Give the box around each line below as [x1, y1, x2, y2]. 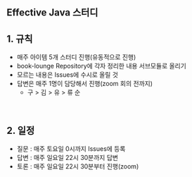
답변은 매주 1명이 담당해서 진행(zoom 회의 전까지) [16, 80, 153, 88]
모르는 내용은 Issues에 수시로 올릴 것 [16, 71, 119, 79]
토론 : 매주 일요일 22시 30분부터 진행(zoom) [16, 162, 139, 171]
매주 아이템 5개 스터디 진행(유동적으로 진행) [16, 53, 136, 61]
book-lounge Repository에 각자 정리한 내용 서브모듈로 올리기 [16, 62, 187, 71]
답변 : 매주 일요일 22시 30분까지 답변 [16, 154, 119, 162]
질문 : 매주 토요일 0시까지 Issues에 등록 [16, 145, 126, 153]
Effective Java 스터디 [6, 6, 98, 19]
